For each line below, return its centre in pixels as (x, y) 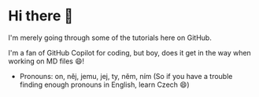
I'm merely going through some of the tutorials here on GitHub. (110, 38)
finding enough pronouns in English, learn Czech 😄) (105, 84)
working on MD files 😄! (46, 61)
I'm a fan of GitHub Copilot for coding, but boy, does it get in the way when (130, 52)
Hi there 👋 (41, 16)
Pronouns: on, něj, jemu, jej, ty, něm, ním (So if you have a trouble (126, 76)
